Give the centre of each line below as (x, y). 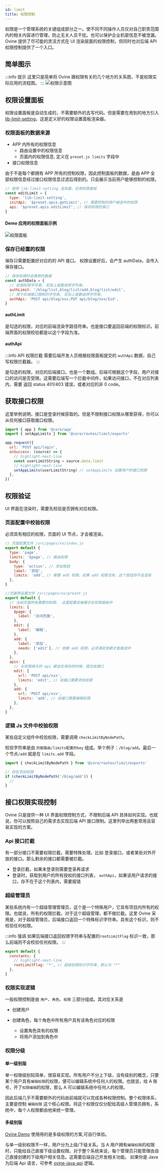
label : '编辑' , (33, 630)
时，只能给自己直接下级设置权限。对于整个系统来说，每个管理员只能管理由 (80, 1151)
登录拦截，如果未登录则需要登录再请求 (51, 869)
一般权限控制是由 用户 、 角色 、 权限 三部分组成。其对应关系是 (64, 999)
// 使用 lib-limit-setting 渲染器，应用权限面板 (51, 189)
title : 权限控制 (20, 14)
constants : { (23, 956)
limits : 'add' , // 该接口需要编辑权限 (54, 698)
